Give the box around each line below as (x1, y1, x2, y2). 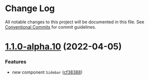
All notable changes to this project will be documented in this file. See (5, 19, 145, 25)
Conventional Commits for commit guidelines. (5, 24, 96, 30)
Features (5, 59, 27, 65)
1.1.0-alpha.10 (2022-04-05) (5, 41, 122, 52)
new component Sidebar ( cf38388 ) (12, 69, 83, 75)
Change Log (5, 3, 55, 14)
